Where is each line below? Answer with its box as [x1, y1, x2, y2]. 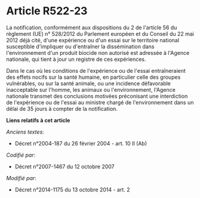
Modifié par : [6, 174, 37, 181]
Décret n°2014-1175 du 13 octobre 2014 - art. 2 [14, 186, 130, 193]
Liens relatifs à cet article [6, 116, 70, 123]
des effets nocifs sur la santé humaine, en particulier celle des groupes [6, 73, 181, 81]
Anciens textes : [6, 128, 45, 135]
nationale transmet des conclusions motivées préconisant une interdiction [6, 92, 188, 100]
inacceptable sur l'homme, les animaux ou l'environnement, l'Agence [6, 86, 176, 93]
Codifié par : [6, 151, 36, 159]
